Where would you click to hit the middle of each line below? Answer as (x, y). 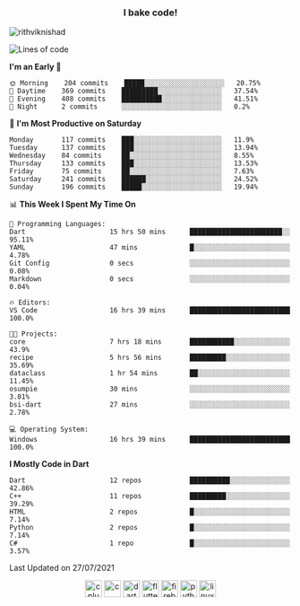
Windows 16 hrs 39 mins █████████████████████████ (150, 440)
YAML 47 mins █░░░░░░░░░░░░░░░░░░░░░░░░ (150, 248)
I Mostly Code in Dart (49, 464)
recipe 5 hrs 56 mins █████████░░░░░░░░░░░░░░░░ (150, 358)
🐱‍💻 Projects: (34, 334)
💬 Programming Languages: (57, 224)
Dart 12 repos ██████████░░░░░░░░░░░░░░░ (150, 481)
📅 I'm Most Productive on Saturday (75, 124)
